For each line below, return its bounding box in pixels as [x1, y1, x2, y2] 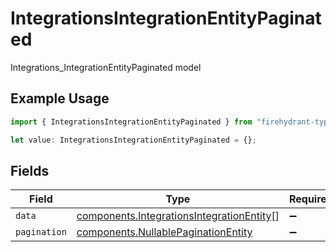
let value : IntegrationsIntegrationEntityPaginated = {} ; [10, 135, 257, 145]
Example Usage [10, 90, 110, 107]
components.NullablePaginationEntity [76, 225, 253, 239]
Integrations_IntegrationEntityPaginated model [10, 61, 202, 73]
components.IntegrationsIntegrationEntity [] [76, 209, 280, 223]
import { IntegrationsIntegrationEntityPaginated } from [10, 117, 253, 127]
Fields [10, 162, 50, 179]
